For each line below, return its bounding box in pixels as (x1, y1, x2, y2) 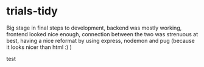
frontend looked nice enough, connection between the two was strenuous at (6, 30, 199, 37)
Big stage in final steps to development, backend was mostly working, (6, 24, 182, 31)
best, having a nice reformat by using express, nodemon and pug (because (6, 37, 195, 44)
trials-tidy (6, 4, 58, 18)
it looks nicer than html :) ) (6, 43, 72, 51)
